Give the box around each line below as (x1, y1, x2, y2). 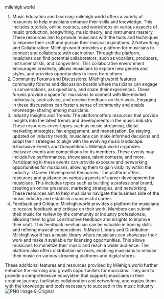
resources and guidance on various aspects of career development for (12, 175, 155, 181)
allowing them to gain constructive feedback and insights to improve (12, 216, 150, 222)
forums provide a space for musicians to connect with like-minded (12, 92, 146, 97)
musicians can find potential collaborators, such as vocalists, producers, (12, 55, 158, 61)
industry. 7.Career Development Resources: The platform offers (12, 170, 140, 175)
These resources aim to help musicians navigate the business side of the (12, 190, 160, 196)
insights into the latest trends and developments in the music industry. (12, 117, 154, 123)
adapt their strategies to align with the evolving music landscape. (12, 138, 143, 144)
